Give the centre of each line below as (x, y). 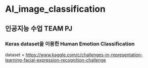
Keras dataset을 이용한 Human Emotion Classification (70, 44)
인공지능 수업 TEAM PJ (39, 28)
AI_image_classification (55, 9)
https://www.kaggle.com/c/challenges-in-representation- (84, 55)
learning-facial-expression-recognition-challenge (56, 60)
